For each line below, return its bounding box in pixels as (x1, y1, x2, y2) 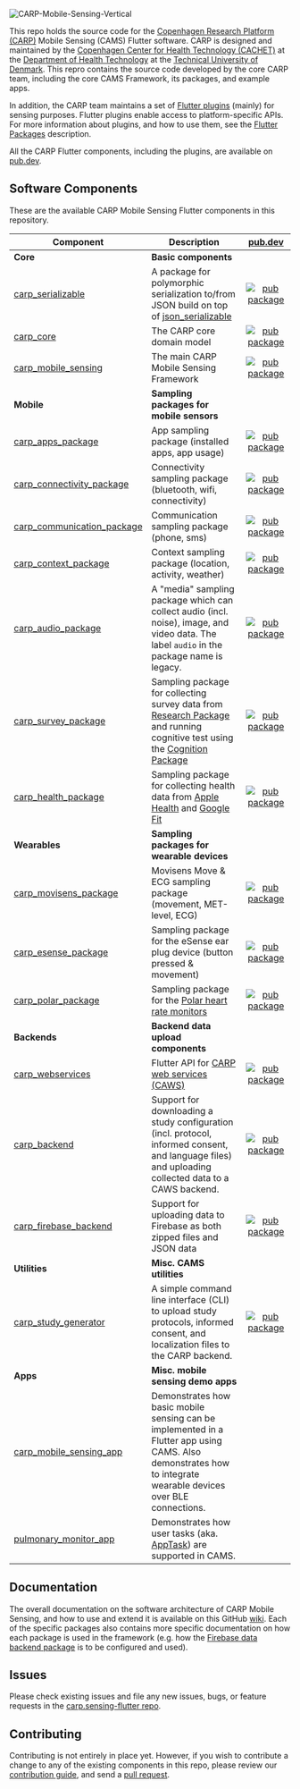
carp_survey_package (13, 714, 106, 727)
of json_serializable (151, 309, 232, 322)
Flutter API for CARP (151, 1056, 237, 1068)
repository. (9, 215, 49, 225)
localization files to (151, 1338, 230, 1350)
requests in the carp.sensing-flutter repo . (9, 1700, 162, 1711)
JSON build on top (151, 299, 229, 311)
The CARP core (151, 325, 216, 337)
